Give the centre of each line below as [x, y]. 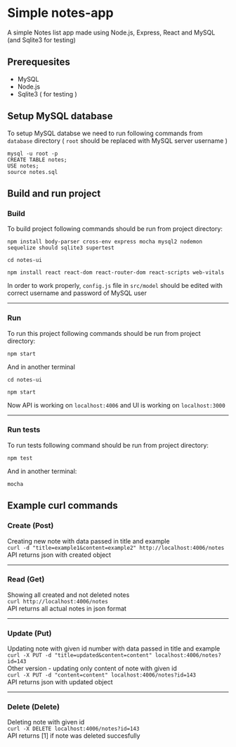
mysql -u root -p [33, 153]
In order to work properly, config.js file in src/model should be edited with [115, 286]
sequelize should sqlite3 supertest [61, 248]
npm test [20, 458]
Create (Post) [31, 526]
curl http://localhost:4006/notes [58, 601]
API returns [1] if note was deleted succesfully [74, 736]
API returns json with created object [59, 555]
